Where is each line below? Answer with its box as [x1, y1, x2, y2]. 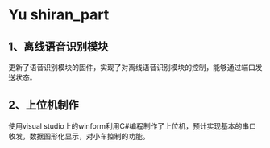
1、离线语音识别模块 [8, 39, 109, 53]
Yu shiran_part [8, 6, 110, 24]
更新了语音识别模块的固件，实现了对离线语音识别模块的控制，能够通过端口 [8, 63, 255, 72]
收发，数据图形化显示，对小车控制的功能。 [8, 131, 150, 141]
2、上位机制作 [8, 98, 79, 112]
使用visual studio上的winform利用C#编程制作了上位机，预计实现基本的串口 [8, 121, 256, 130]
